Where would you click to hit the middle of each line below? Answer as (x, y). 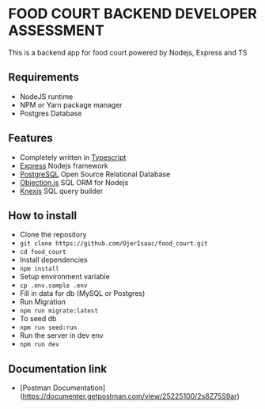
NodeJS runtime (46, 97)
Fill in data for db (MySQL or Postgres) (82, 293)
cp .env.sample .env (53, 286)
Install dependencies (54, 260)
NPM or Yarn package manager (71, 104)
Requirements (44, 77)
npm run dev (39, 345)
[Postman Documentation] (62, 388)
